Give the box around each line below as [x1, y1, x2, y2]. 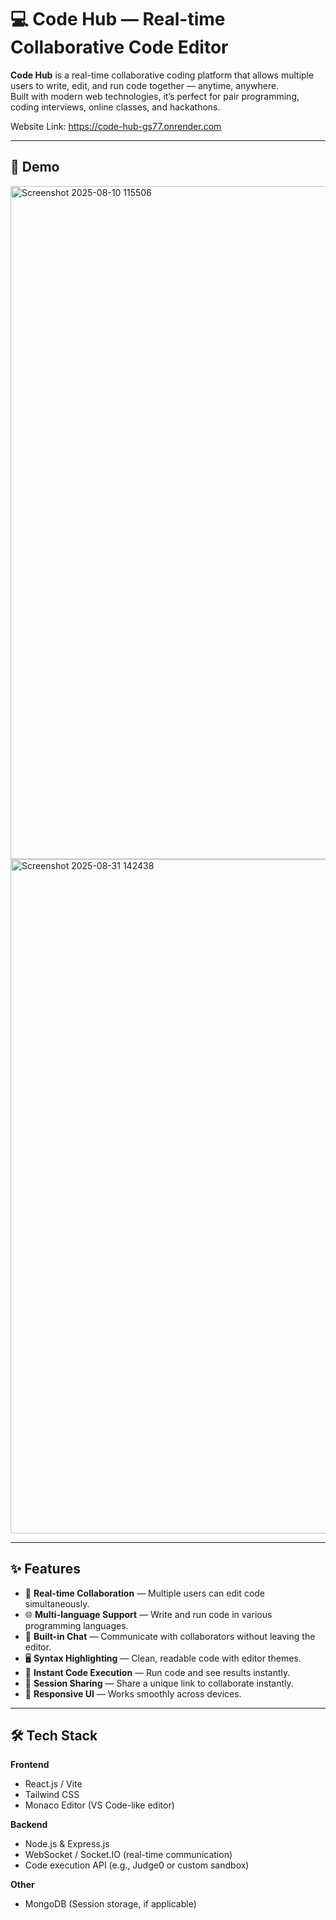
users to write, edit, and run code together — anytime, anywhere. [10, 79, 280, 91]
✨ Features [10, 1561, 81, 1578]
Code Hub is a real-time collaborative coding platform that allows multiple [10, 69, 315, 81]
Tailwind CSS [24, 1789, 80, 1801]
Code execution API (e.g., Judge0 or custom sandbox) [24, 1859, 250, 1871]
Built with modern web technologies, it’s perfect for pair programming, [10, 90, 300, 102]
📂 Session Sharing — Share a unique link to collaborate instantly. [24, 1677, 294, 1689]
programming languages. [24, 1619, 129, 1631]
